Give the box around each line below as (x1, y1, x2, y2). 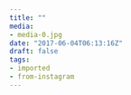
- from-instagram (9, 72, 75, 81)
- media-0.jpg (9, 30, 63, 39)
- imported (9, 64, 51, 73)
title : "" (9, 13, 47, 23)
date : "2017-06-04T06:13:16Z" (9, 38, 124, 48)
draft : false (9, 47, 59, 56)
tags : (9, 55, 30, 64)
